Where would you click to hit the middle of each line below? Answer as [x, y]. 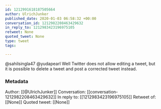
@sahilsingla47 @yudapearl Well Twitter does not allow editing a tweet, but [80, 63]
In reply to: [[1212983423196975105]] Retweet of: [107, 97]
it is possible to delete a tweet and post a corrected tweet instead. [71, 69]
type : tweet [17, 41]
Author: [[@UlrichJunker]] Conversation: [46, 92]
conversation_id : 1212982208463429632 [44, 23]
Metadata [16, 81]
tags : [10, 46]
